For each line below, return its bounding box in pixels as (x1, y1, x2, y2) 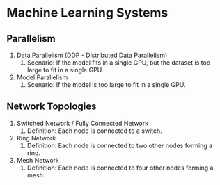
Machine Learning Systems (6, 5, 168, 21)
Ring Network (16, 134, 56, 142)
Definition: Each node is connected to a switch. (26, 127, 163, 135)
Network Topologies (6, 101, 97, 113)
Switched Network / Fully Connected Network (16, 119, 149, 127)
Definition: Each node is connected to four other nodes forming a (26, 163, 214, 172)
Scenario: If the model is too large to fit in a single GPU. (26, 81, 186, 88)
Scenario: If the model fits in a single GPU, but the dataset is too (26, 58, 211, 67)
